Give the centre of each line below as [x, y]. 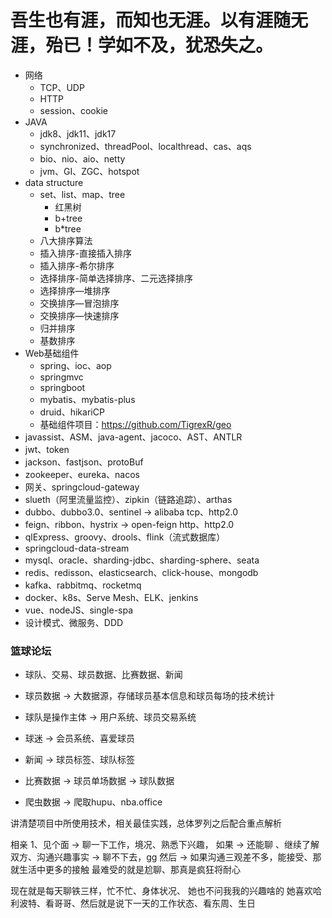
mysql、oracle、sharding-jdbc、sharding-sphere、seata [142, 560]
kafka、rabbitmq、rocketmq [83, 585]
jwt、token [47, 449]
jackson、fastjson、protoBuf [84, 462]
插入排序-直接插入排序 [86, 253]
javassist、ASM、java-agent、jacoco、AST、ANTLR [133, 437]
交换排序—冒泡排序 [79, 303]
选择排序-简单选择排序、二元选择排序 [116, 278]
